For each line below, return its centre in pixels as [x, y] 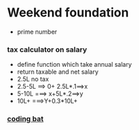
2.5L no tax [33, 79]
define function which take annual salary [74, 65]
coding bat [25, 119]
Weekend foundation [68, 13]
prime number [37, 32]
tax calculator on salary [47, 50]
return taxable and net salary [58, 72]
